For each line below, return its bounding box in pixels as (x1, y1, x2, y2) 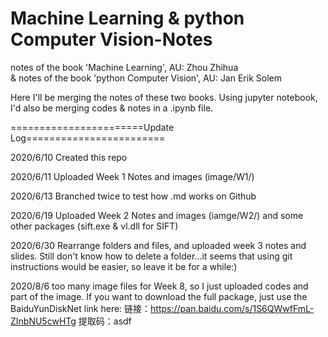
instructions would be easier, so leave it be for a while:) (10, 260, 238, 272)
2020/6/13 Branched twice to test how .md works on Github (10, 190, 257, 202)
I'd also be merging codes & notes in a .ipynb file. (10, 102, 214, 114)
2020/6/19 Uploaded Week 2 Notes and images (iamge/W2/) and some (10, 209, 304, 221)
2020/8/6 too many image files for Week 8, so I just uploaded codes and (10, 280, 309, 292)
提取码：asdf (78, 315, 132, 327)
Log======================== (10, 132, 166, 144)
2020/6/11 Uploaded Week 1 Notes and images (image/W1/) (10, 170, 255, 182)
